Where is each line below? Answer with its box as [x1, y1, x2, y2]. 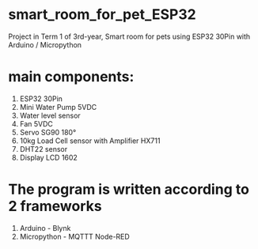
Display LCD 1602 [19, 153, 78, 162]
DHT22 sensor [19, 144, 68, 153]
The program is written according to [8, 180, 249, 198]
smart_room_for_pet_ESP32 [8, 6, 196, 24]
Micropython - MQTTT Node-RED [19, 232, 131, 241]
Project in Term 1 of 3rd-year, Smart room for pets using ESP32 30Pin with [8, 32, 251, 41]
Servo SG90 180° [19, 127, 77, 137]
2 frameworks [8, 198, 102, 215]
